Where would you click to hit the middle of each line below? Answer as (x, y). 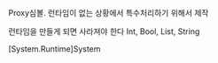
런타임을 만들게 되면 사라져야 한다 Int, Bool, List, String (104, 31)
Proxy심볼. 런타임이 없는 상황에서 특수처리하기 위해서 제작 (109, 13)
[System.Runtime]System (54, 49)
